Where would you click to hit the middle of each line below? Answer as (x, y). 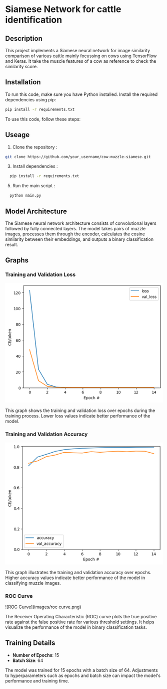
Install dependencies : (35, 166)
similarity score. (22, 66)
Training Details (30, 643)
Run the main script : (34, 186)
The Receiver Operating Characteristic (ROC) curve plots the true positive (81, 616)
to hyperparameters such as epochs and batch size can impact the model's (83, 675)
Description (24, 38)
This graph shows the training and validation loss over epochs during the (80, 410)
